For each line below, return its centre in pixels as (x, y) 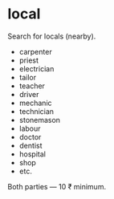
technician (36, 111)
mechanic (36, 103)
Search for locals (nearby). (52, 36)
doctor (30, 136)
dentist (31, 145)
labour (30, 128)
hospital (32, 154)
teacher (32, 86)
